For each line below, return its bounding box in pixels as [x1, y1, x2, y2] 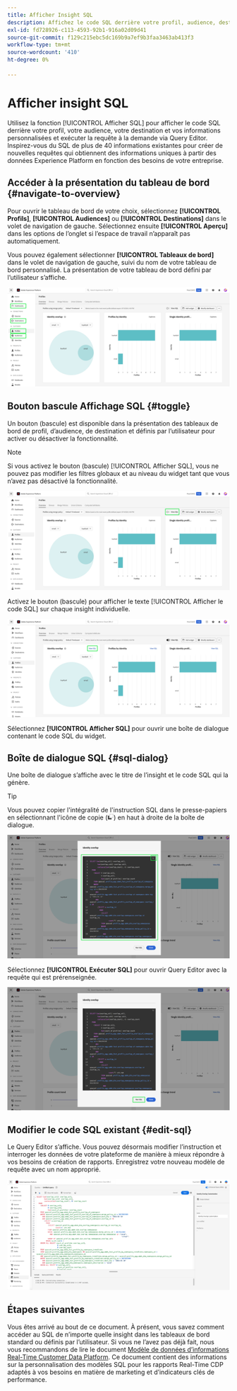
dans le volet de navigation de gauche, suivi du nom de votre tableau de [7, 258, 217, 266]
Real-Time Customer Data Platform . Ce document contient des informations [7, 1353, 227, 1361]
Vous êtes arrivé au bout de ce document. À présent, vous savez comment [7, 1322, 224, 1331]
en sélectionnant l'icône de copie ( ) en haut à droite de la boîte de [7, 813, 205, 822]
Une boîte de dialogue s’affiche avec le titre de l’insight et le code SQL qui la [7, 771, 229, 779]
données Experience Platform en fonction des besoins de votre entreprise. [7, 156, 224, 164]
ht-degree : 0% [7, 57, 49, 64]
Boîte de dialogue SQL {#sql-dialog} [7, 752, 169, 764]
